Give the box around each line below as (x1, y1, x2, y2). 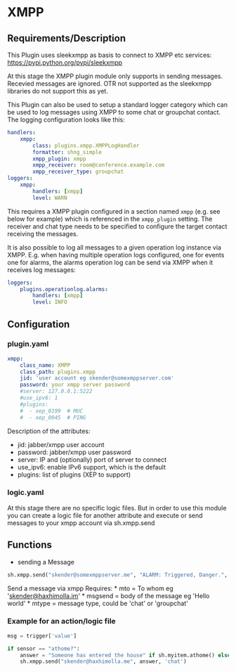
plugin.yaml (7, 339, 49, 349)
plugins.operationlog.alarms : (20, 285, 109, 292)
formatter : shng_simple (32, 148, 102, 155)
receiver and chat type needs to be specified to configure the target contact (7, 222, 228, 231)
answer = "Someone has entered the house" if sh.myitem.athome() (20, 652, 216, 659)
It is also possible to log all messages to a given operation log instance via (7, 243, 221, 252)
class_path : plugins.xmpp (20, 368, 96, 375)
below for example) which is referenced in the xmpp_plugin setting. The (7, 214, 213, 223)
